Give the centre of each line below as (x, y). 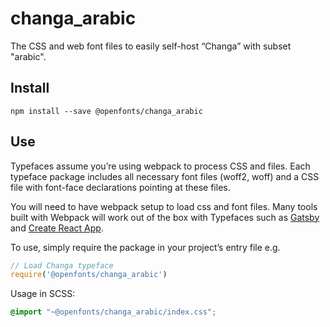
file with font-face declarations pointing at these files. (120, 187)
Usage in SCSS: (43, 294)
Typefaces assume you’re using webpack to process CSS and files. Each (160, 166)
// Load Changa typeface (62, 265)
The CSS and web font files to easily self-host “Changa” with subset (151, 46)
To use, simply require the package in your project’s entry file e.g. (145, 247)
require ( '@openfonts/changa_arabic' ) (89, 275)
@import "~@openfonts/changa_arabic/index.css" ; (113, 312)
